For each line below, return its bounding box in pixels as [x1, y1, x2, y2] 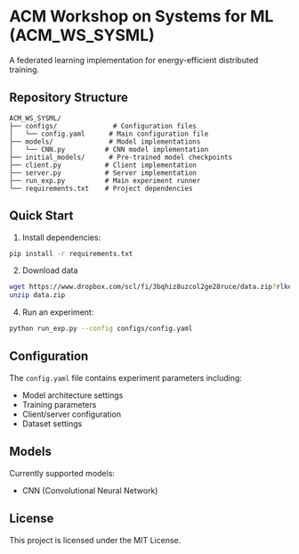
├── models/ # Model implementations [9, 136, 201, 146]
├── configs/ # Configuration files [9, 121, 198, 130]
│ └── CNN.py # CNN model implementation [9, 145, 209, 153]
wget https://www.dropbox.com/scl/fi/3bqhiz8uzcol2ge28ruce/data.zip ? [9, 283, 277, 292]
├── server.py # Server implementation [9, 168, 198, 178]
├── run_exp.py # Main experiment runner [9, 176, 201, 185]
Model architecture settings [21, 390, 124, 401]
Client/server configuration [21, 409, 122, 419]
